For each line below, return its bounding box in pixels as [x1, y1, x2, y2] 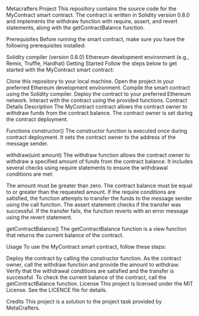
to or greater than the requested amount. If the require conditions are [6, 188, 176, 196]
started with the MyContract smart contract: [6, 66, 114, 73]
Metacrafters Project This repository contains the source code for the [6, 5, 177, 12]
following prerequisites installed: [6, 42, 86, 49]
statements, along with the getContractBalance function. [6, 24, 145, 31]
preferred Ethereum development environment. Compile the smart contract [6, 84, 191, 91]
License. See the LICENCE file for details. [6, 286, 107, 293]
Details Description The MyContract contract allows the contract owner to [6, 103, 188, 110]
